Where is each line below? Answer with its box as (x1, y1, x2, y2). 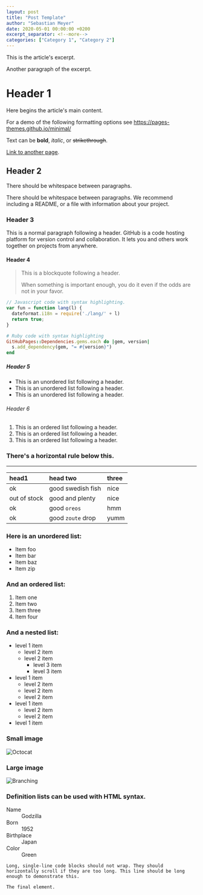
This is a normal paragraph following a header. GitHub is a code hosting (6, 229, 185, 236)
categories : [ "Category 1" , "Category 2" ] (6, 37, 115, 43)
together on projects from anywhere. (6, 242, 98, 249)
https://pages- (134, 118, 170, 126)
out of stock (9, 494, 43, 502)
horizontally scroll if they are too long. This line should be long (6, 868, 185, 874)
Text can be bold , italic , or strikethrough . (6, 136, 108, 144)
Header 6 (6, 404, 30, 412)
